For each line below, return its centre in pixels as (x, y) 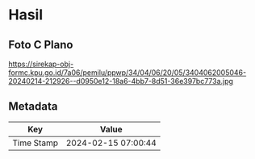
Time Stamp (36, 143)
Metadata (33, 107)
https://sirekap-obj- (41, 64)
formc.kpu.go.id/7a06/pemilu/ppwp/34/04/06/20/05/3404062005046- (127, 73)
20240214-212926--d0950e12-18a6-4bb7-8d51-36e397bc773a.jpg (121, 81)
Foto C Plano (41, 45)
